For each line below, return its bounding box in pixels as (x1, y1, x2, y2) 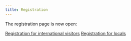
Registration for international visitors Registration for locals (5, 30, 126, 36)
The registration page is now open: (5, 21, 77, 27)
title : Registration (5, 7, 48, 12)
